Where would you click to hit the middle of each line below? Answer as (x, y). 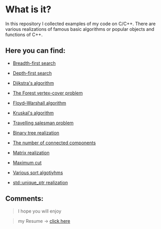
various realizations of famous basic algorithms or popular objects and (80, 29)
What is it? (28, 9)
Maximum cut (27, 162)
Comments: (24, 199)
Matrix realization (31, 152)
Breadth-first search (34, 63)
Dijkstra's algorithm (33, 83)
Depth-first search (32, 73)
